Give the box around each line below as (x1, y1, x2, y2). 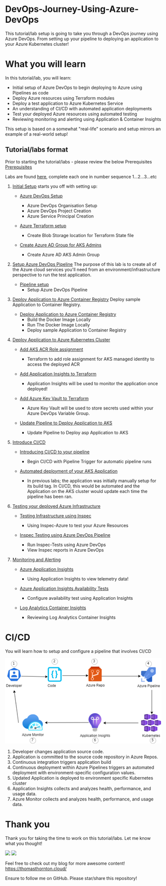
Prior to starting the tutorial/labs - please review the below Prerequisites (5, 159, 152, 164)
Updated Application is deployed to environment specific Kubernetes (12, 775, 154, 781)
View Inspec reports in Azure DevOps (27, 547, 104, 553)
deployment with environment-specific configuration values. (12, 770, 136, 776)
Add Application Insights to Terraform (19, 371, 97, 377)
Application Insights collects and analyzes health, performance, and (12, 786, 151, 792)
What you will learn (5, 59, 86, 70)
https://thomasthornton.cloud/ (5, 866, 67, 872)
